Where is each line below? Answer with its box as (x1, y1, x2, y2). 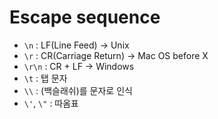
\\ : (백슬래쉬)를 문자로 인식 (23, 84, 133, 96)
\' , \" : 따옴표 (23, 97, 79, 109)
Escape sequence (9, 6, 161, 29)
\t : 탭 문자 (23, 72, 68, 84)
